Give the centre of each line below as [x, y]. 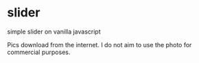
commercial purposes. [39, 52]
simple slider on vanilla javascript [54, 32]
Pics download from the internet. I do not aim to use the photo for [99, 45]
